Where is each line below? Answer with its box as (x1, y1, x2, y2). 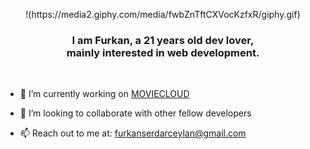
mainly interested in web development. (66, 45, 260, 59)
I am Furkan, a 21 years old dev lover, (71, 33, 255, 47)
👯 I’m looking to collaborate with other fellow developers (19, 107, 252, 119)
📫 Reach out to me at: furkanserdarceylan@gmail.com (19, 127, 247, 139)
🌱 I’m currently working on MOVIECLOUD (19, 88, 190, 100)
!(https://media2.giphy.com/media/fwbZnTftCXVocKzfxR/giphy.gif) (25, 9, 301, 20)
